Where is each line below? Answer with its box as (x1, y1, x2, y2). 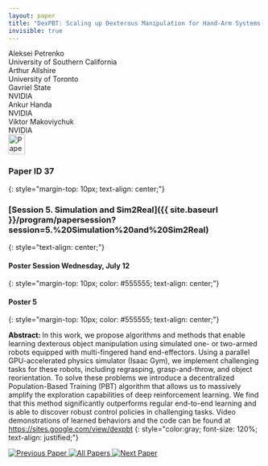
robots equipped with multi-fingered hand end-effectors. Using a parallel (8, 347, 250, 358)
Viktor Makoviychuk (8, 117, 74, 127)
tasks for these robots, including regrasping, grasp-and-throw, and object (8, 365, 253, 374)
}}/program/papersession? (8, 214, 117, 225)
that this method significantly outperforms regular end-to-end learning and (8, 399, 257, 408)
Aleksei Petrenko (8, 49, 64, 59)
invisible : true (8, 27, 63, 35)
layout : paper (8, 11, 56, 20)
